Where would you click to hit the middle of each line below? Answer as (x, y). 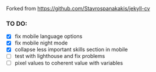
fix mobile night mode (41, 43)
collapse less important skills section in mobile (71, 50)
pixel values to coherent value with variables (69, 63)
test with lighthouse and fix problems (60, 56)
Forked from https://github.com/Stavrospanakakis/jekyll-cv (78, 8)
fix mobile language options (48, 36)
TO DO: (17, 23)
